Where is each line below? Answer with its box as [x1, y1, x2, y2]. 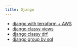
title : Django [5, 7, 35, 12]
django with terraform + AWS [12, 21, 72, 26]
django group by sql [12, 36, 53, 42]
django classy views [12, 25, 54, 32]
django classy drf [12, 31, 48, 37]
